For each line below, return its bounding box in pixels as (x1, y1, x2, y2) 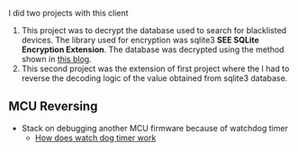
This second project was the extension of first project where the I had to (21, 63, 290, 74)
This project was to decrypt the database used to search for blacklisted (21, 25, 287, 35)
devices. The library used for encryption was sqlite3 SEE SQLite (21, 35, 260, 45)
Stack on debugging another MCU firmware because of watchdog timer (21, 122, 289, 133)
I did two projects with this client (8, 8, 129, 18)
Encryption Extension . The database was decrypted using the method (21, 44, 284, 55)
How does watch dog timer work (34, 132, 157, 143)
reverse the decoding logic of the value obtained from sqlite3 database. (21, 73, 288, 84)
